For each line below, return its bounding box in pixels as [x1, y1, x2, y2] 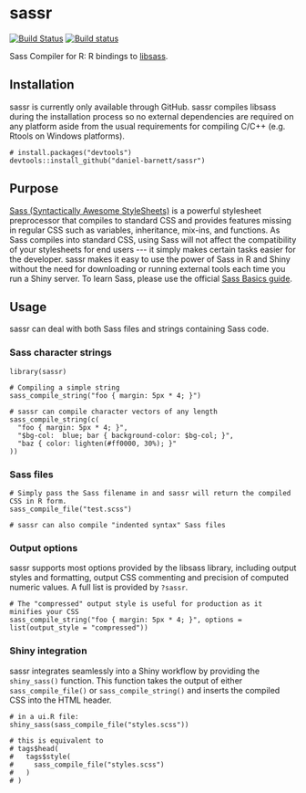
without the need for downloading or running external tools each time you [9, 263, 286, 274]
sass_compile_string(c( [9, 414, 100, 424]
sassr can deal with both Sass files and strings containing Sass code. [9, 323, 270, 335]
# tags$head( [9, 744, 59, 753]
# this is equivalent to [9, 736, 104, 746]
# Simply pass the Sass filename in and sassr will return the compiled [9, 488, 291, 497]
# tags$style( [9, 752, 71, 761]
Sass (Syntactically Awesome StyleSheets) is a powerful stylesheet [9, 204, 262, 216]
